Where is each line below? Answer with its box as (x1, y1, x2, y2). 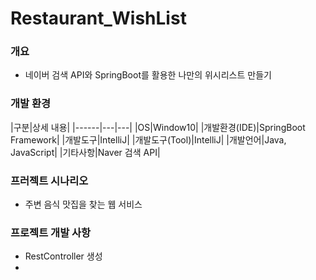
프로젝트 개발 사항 (10, 226, 92, 239)
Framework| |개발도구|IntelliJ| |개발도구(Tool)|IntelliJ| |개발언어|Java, (10, 133, 287, 146)
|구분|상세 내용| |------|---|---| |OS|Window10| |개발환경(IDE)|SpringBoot (10, 121, 306, 133)
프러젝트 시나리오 (10, 173, 89, 187)
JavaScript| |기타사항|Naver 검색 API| (10, 146, 161, 158)
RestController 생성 (24, 250, 103, 262)
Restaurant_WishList (10, 7, 187, 30)
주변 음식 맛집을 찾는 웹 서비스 (24, 198, 143, 211)
